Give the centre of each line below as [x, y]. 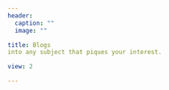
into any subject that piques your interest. [84, 53]
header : [20, 16]
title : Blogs [29, 45]
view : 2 [20, 67]
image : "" [31, 30]
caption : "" [35, 23]
